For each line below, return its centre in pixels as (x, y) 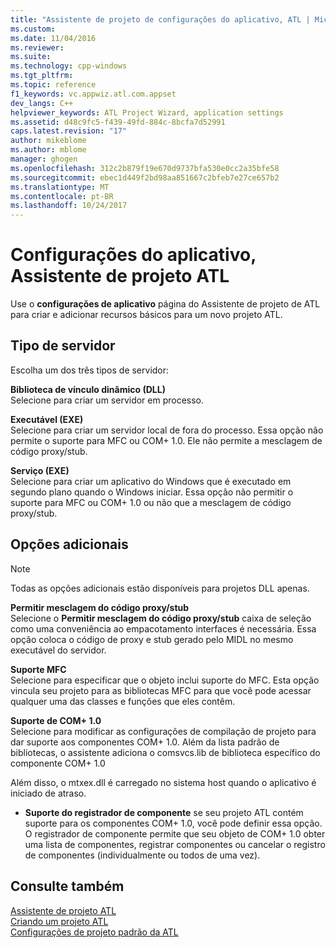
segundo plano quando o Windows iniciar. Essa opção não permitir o (152, 492)
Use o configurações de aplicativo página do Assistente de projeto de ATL (165, 304)
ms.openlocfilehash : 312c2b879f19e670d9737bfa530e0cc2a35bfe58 (145, 168)
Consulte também (67, 886)
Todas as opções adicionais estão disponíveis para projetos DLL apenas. (160, 588)
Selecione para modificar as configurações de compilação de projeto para (163, 731)
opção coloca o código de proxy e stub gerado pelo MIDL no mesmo (152, 639)
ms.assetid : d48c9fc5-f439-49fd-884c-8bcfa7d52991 (118, 122)
